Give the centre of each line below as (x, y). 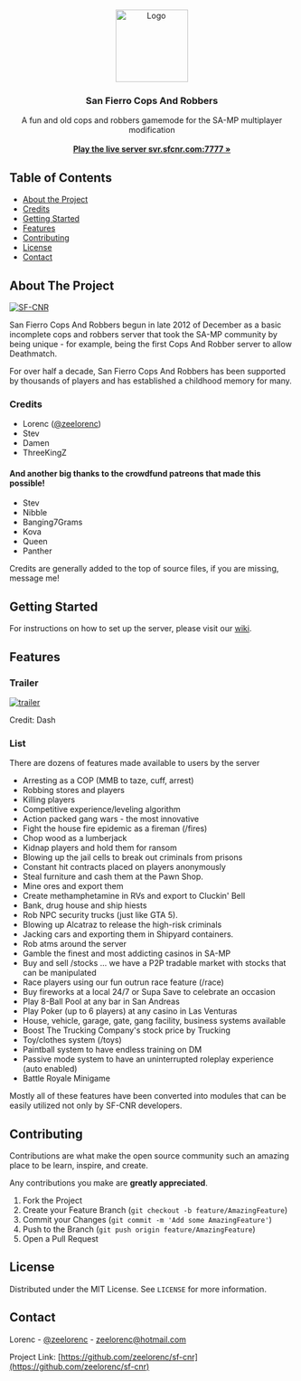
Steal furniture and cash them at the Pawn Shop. (113, 876)
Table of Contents (61, 178)
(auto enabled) (50, 1069)
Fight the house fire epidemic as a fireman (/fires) (115, 828)
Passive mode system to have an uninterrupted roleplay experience (148, 1059)
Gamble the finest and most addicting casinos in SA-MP (127, 953)
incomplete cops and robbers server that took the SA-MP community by (144, 334)
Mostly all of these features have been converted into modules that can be (148, 1096)
